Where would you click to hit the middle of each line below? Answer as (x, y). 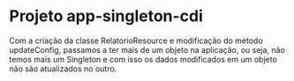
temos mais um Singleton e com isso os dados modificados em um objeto (143, 59)
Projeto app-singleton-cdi (106, 16)
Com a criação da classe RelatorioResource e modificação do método (136, 40)
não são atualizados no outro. (63, 69)
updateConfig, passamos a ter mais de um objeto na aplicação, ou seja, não (147, 49)
